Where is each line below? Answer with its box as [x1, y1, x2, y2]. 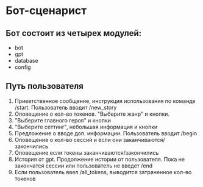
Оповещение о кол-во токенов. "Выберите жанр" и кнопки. [14, 110, 170, 118]
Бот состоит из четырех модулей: [5, 28, 142, 38]
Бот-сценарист [5, 4, 87, 18]
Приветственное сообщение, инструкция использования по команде [14, 97, 196, 104]
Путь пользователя [5, 81, 84, 91]
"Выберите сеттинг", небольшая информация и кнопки [14, 123, 158, 130]
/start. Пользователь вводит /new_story [14, 104, 117, 111]
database [14, 57, 38, 64]
